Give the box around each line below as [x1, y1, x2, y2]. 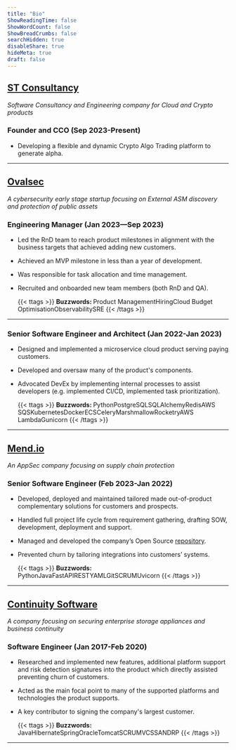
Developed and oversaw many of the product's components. [17, 366, 193, 374]
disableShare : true [7, 43, 65, 50]
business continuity [7, 624, 65, 633]
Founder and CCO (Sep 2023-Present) [7, 126, 141, 136]
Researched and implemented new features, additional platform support [17, 658, 226, 666]
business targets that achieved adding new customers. [17, 243, 176, 251]
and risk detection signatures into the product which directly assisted [17, 665, 218, 674]
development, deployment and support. [17, 523, 132, 532]
